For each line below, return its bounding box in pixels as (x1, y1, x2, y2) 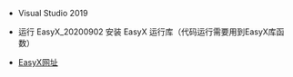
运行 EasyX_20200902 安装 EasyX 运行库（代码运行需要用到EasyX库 (17, 26, 277, 37)
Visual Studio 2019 (17, 8, 88, 18)
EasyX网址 (17, 57, 58, 67)
